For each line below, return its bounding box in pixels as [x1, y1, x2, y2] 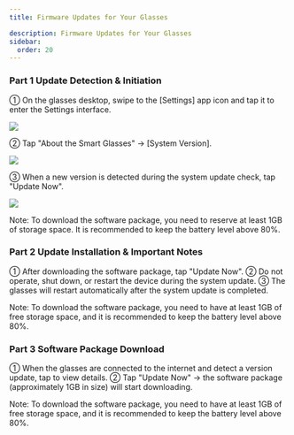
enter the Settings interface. [9, 103, 112, 115]
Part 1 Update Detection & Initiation [9, 74, 162, 87]
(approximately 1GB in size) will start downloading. [9, 382, 193, 393]
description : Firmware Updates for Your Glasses [9, 28, 192, 38]
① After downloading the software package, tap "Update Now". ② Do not [9, 266, 283, 277]
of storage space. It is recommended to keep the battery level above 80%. [9, 224, 281, 234]
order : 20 [17, 45, 53, 54]
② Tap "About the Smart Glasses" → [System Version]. [9, 138, 213, 149]
